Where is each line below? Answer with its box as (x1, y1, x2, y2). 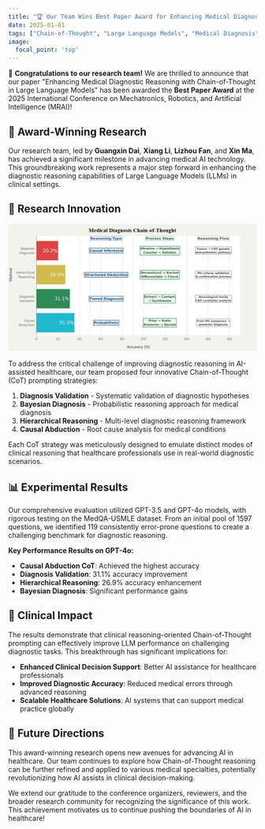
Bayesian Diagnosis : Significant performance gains (19, 586, 188, 596)
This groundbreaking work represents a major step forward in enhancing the (8, 162, 256, 172)
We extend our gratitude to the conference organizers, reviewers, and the (8, 788, 247, 797)
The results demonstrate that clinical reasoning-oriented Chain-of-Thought (8, 629, 252, 639)
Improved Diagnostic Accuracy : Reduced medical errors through (19, 678, 233, 688)
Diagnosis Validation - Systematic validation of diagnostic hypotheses (19, 391, 250, 401)
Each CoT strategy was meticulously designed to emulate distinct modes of (8, 440, 253, 450)
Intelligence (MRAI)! (8, 103, 73, 112)
